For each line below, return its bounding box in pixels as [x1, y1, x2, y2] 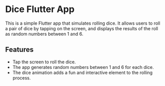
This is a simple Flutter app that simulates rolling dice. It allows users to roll [5, 20, 160, 26]
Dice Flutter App [5, 4, 74, 15]
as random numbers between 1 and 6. [5, 31, 84, 37]
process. [12, 74, 31, 81]
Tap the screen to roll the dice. [12, 59, 76, 65]
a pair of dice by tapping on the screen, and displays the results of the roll [5, 25, 158, 31]
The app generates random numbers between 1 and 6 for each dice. [12, 64, 154, 70]
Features [5, 45, 34, 54]
